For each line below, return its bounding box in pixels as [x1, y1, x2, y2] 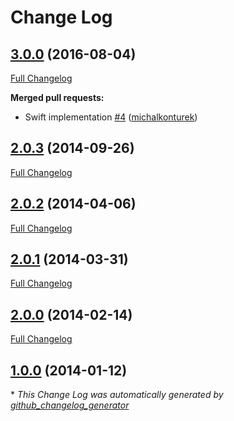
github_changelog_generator [10, 399, 130, 411]
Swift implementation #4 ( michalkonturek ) [24, 111, 198, 123]
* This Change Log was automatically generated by [10, 389, 224, 401]
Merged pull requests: [10, 92, 105, 103]
